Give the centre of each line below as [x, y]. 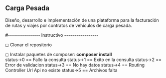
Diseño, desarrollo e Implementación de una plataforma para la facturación [82, 20]
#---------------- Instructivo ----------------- [52, 35]
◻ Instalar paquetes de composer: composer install [59, 54]
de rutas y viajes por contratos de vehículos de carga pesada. [69, 25]
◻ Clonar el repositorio [29, 45]
